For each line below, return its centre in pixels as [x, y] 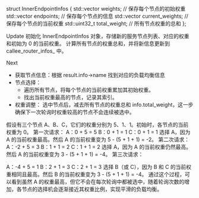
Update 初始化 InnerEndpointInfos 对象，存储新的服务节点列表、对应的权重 [98, 36]
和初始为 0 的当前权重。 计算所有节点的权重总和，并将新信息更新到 [88, 44]
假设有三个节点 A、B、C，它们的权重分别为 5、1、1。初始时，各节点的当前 [97, 124]
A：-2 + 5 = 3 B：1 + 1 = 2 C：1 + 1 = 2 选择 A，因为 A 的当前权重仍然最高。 [99, 147]
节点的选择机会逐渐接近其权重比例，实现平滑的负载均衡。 [92, 189]
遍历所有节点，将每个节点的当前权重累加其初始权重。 [89, 90]
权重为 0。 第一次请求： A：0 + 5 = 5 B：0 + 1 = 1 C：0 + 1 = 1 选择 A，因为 [98, 132]
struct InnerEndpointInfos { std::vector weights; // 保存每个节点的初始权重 [96, 9]
